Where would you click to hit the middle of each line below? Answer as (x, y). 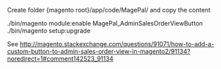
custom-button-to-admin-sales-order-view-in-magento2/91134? (99, 51)
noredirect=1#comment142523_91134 (60, 59)
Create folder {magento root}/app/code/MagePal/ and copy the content (109, 10)
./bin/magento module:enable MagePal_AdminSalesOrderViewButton (105, 23)
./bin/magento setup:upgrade (49, 31)
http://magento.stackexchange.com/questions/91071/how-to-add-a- (117, 44)
